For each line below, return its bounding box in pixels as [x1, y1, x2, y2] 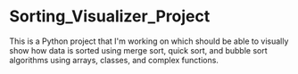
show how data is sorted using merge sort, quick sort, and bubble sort [9, 45, 268, 55]
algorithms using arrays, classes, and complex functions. [9, 54, 219, 65]
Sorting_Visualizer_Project [9, 6, 211, 27]
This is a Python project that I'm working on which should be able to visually [9, 36, 289, 46]
